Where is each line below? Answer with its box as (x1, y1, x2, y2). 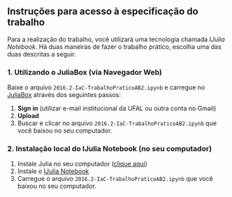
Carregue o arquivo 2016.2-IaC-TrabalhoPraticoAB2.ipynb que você (17, 175, 213, 183)
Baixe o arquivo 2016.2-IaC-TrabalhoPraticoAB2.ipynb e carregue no (7, 83, 205, 92)
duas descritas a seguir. (7, 50, 76, 58)
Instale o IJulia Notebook (17, 167, 89, 175)
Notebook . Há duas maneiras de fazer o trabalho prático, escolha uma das (7, 42, 222, 51)
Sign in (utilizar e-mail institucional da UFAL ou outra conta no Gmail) (17, 104, 217, 112)
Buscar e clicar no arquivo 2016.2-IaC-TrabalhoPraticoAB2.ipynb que (17, 119, 217, 128)
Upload (17, 112, 40, 120)
